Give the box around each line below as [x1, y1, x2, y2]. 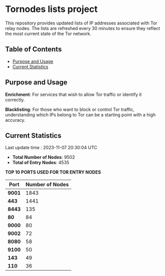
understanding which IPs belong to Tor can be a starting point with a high [5, 111, 156, 118]
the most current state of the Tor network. [5, 30, 91, 36]
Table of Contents [5, 45, 62, 53]
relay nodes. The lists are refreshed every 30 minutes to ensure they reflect [5, 25, 161, 31]
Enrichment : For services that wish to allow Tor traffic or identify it [5, 91, 142, 97]
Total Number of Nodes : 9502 [12, 154, 75, 160]
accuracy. [5, 117, 26, 123]
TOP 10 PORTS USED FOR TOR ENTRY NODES [5, 169, 101, 175]
